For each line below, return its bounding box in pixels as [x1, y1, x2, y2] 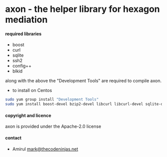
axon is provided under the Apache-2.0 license [5, 123, 101, 130]
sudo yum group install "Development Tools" [5, 97, 99, 102]
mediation [5, 14, 48, 25]
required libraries [5, 31, 42, 37]
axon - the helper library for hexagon [5, 3, 160, 15]
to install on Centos [12, 87, 52, 93]
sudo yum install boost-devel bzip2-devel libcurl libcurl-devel [5, 102, 143, 107]
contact [5, 135, 22, 141]
